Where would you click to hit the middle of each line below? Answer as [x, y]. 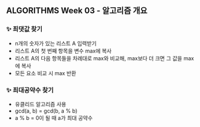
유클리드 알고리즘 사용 [41, 104]
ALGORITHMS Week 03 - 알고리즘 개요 [77, 11]
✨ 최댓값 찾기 [24, 29]
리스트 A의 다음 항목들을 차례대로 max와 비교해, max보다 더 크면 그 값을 [99, 58]
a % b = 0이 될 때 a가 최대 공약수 [54, 117]
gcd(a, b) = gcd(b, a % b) [46, 111]
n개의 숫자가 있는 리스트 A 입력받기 [56, 43]
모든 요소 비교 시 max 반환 [45, 73]
